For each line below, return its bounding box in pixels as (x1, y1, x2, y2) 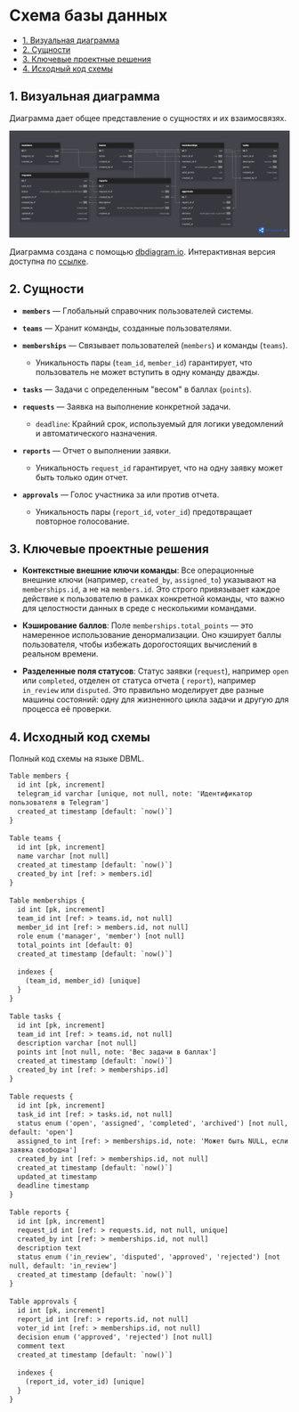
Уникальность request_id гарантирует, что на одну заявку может (35, 462, 283, 473)
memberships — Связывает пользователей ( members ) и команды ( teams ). (21, 339, 288, 350)
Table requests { (9, 1092, 74, 1101)
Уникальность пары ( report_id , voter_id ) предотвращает (35, 506, 253, 517)
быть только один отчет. (35, 471, 129, 482)
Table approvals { (9, 1297, 77, 1306)
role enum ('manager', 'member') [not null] (17, 932, 185, 941)
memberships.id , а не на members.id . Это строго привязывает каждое (21, 584, 280, 595)
